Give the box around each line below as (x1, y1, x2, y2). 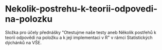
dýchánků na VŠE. (5, 39, 42, 45)
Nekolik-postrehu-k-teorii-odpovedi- (5, 3, 158, 14)
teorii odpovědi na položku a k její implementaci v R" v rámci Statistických (5, 35, 153, 40)
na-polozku (5, 13, 53, 25)
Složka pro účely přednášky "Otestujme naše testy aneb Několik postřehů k (5, 29, 157, 35)
